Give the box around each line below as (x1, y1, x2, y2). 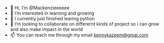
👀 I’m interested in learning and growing (10, 10, 95, 16)
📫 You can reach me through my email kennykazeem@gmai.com (10, 32, 149, 38)
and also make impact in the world (10, 26, 83, 32)
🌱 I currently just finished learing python (10, 16, 95, 21)
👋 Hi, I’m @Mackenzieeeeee (10, 5, 70, 11)
